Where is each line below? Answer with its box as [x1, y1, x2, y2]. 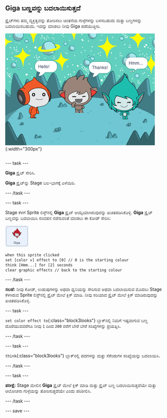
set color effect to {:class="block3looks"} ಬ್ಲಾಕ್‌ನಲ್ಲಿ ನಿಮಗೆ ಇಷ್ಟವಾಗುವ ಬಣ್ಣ [5, 317, 148, 323]
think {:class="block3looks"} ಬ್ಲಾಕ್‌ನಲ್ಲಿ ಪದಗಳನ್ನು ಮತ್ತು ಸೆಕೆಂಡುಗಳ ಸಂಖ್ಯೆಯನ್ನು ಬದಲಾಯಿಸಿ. [5, 353, 160, 359]
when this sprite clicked [5, 252, 59, 257]
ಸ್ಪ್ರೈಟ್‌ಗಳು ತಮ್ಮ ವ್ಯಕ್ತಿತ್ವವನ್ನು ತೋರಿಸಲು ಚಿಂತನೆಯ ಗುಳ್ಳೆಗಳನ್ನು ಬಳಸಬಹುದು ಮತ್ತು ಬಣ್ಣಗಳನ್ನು [5, 17, 142, 23]
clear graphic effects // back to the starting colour [5, 267, 122, 272]
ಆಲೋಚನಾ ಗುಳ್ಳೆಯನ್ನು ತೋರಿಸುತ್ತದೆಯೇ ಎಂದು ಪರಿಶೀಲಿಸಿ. [5, 388, 92, 394]
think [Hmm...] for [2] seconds [5, 262, 73, 267]
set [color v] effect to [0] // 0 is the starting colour [5, 257, 129, 262]
